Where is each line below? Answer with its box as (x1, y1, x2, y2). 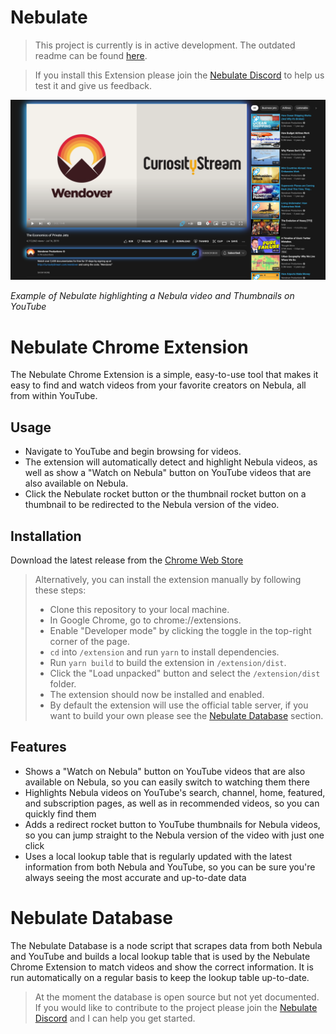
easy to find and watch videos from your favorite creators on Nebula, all (10, 379, 307, 391)
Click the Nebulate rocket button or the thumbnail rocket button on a (24, 488, 307, 500)
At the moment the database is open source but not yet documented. (34, 991, 320, 1003)
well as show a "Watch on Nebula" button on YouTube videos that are (24, 467, 312, 479)
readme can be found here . (34, 49, 148, 61)
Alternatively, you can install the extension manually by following (34, 573, 302, 585)
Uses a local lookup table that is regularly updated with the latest (24, 850, 293, 862)
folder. (49, 677, 77, 690)
